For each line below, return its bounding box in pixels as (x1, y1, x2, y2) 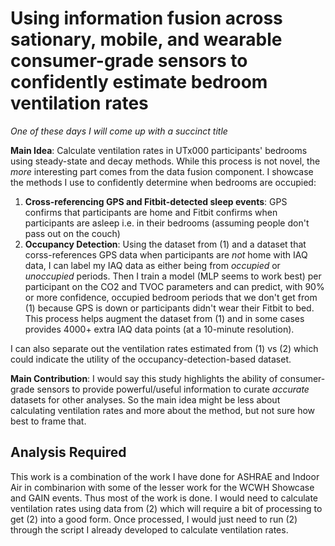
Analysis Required (10, 444, 127, 461)
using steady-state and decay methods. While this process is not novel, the (10, 155, 321, 167)
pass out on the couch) (24, 227, 121, 239)
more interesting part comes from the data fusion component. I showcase (10, 165, 314, 177)
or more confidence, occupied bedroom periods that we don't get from (24, 291, 318, 303)
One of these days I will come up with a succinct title (10, 125, 228, 137)
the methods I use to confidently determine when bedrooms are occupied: (10, 176, 317, 188)
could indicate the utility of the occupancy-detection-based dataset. (10, 353, 292, 365)
